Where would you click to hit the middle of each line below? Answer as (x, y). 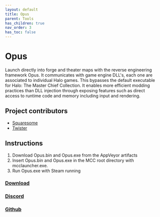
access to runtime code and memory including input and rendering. (73, 96)
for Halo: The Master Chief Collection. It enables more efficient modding (78, 85)
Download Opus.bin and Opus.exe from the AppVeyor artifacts (75, 155)
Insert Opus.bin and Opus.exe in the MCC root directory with (73, 160)
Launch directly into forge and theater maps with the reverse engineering (79, 70)
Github (13, 209)
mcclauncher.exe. (30, 165)
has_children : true (25, 23)
